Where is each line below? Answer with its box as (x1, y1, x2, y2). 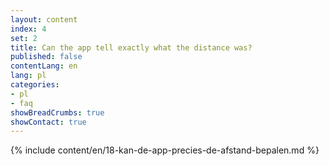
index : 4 (10, 24, 47, 34)
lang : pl (10, 71, 47, 81)
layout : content (10, 14, 78, 25)
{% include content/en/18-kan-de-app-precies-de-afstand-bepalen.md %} (10, 144, 320, 156)
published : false (10, 52, 83, 62)
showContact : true (10, 117, 87, 127)
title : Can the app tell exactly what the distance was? (10, 42, 253, 53)
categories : (10, 80, 60, 90)
